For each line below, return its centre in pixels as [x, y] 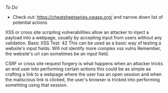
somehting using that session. [36, 85]
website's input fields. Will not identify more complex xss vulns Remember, [83, 48]
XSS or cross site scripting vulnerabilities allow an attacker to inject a [77, 32]
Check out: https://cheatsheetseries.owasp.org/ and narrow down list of [88, 17]
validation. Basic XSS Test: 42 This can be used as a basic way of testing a [83, 43]
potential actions [30, 22]
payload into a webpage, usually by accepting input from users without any [83, 38]
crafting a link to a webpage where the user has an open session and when [83, 74]
